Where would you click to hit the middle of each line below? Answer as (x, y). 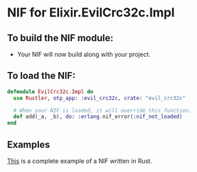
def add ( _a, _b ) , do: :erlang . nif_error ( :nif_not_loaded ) (98, 117)
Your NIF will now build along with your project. (84, 54)
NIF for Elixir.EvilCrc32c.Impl (91, 13)
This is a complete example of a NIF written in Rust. (80, 161)
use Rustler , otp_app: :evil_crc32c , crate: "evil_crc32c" (100, 98)
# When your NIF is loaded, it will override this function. (103, 110)
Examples (28, 144)
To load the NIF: (41, 76)
